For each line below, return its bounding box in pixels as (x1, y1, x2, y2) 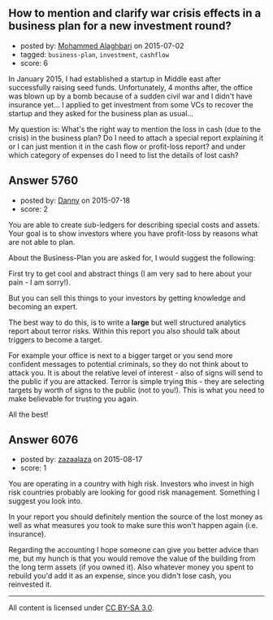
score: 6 (19, 58, 49, 68)
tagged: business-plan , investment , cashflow (19, 49, 170, 59)
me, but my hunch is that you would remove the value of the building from (8, 553, 256, 564)
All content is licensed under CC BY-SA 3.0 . (8, 603, 154, 613)
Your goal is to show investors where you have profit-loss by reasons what (8, 228, 258, 238)
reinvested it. (8, 579, 52, 589)
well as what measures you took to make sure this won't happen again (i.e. (8, 521, 258, 530)
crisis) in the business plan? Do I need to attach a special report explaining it (8, 133, 264, 142)
